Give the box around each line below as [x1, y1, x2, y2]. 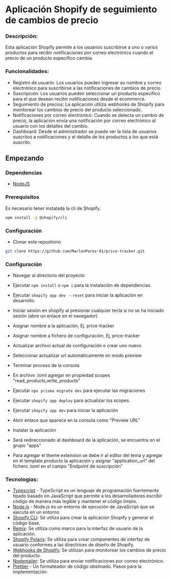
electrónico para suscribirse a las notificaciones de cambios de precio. [12, 85, 162, 91]
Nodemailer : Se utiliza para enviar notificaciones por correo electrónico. [12, 558, 164, 564]
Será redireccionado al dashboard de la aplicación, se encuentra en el [12, 437, 160, 443]
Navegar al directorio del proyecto [12, 272, 85, 279]
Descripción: [5, 33, 38, 40]
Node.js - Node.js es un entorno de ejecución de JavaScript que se [12, 504, 155, 510]
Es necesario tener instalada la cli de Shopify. [5, 205, 101, 211]
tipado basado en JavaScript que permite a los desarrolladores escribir [12, 493, 162, 499]
